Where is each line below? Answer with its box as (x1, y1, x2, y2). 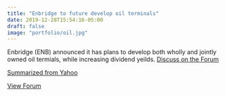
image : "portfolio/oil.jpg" (7, 29, 88, 36)
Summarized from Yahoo (7, 69, 78, 77)
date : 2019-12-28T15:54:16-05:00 (7, 16, 104, 23)
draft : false (7, 23, 45, 29)
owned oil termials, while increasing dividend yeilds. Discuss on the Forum (7, 56, 219, 64)
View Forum (7, 82, 41, 90)
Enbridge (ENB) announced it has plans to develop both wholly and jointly (7, 48, 217, 56)
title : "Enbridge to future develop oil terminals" (7, 10, 159, 17)
